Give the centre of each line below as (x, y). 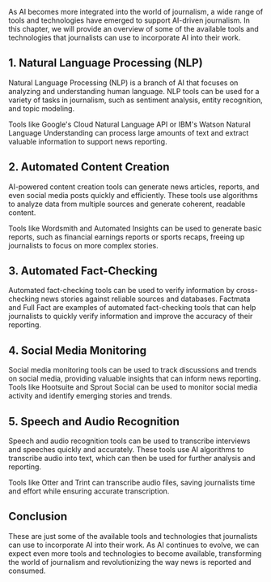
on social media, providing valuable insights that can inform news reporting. (135, 379)
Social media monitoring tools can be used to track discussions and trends (133, 370)
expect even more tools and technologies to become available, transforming (135, 553)
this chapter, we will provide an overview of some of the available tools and (133, 29)
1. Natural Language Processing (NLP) (106, 63)
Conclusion (38, 517)
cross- (247, 291)
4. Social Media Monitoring (78, 350)
